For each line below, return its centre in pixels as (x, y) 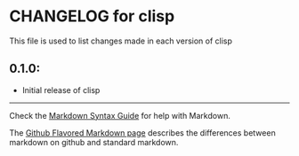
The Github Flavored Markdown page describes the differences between (142, 133)
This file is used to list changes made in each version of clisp (121, 41)
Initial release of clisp (61, 90)
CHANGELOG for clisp (92, 16)
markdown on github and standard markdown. (94, 142)
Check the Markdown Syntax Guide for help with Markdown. (120, 115)
